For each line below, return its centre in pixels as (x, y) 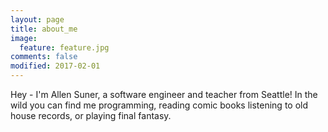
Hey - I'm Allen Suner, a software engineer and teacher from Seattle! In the (164, 94)
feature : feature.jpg (64, 47)
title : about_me (44, 29)
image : (24, 38)
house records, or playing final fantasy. (91, 115)
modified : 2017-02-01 (55, 66)
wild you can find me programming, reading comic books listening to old (159, 105)
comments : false (44, 57)
